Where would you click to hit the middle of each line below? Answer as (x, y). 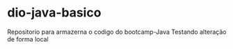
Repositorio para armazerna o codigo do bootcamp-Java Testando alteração (117, 32)
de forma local (28, 39)
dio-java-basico (54, 13)
